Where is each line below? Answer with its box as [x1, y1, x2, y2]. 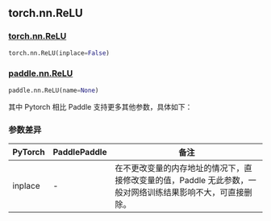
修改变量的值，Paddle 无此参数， [123, 175, 248, 186]
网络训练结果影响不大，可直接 [131, 187, 244, 198]
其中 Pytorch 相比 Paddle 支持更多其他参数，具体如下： [8, 102, 193, 111]
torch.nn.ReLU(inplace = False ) [8, 48, 110, 57]
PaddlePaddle [52, 147, 107, 158]
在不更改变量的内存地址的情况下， [115, 163, 244, 174]
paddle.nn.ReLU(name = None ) [8, 86, 99, 94]
